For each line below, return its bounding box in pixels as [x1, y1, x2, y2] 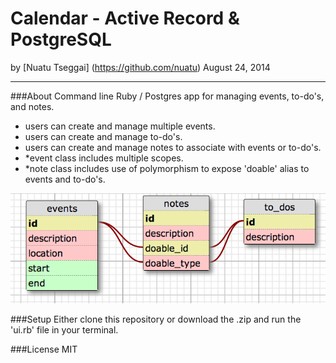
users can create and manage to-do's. [24, 130, 183, 142]
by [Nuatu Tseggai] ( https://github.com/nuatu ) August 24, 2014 [10, 61, 271, 73]
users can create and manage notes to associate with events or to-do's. [24, 141, 322, 153]
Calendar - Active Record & [10, 7, 240, 30]
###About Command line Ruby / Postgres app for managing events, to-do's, [10, 90, 325, 102]
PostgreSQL [10, 28, 112, 51]
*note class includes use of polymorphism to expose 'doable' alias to [24, 162, 310, 174]
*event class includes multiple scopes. [24, 152, 184, 164]
